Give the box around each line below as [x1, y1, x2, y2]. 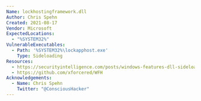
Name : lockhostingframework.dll [6, 8, 87, 15]
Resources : [6, 58, 33, 64]
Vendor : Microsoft [6, 25, 52, 31]
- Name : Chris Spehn [11, 81, 63, 87]
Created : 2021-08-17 [6, 20, 58, 26]
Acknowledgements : [6, 75, 52, 81]
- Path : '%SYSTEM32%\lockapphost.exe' [11, 48, 109, 53]
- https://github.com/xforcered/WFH [11, 70, 103, 75]
